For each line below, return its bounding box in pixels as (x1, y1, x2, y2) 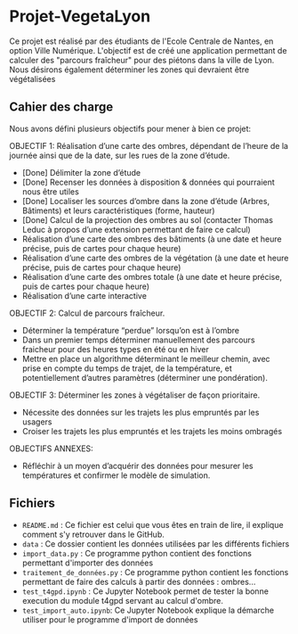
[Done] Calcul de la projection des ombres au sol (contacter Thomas (21, 214, 274, 225)
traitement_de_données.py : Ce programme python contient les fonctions (21, 566, 289, 577)
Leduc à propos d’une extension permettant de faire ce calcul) (21, 224, 251, 235)
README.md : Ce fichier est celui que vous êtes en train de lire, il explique (21, 519, 284, 530)
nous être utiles (21, 185, 80, 197)
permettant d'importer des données (21, 557, 154, 568)
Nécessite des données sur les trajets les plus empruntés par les (21, 407, 260, 417)
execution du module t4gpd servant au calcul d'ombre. (21, 595, 224, 605)
